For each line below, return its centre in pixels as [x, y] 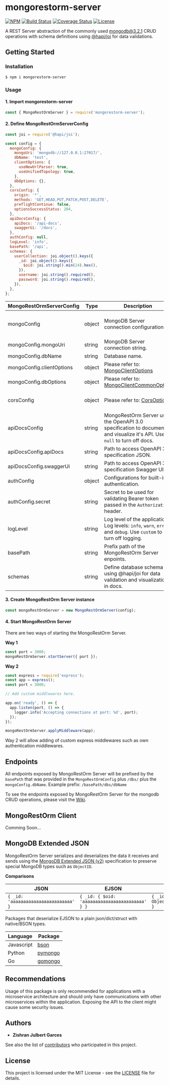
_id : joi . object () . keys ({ [46, 261]
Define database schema [134, 567]
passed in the [120, 505]
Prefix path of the [124, 546]
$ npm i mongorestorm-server [36, 77]
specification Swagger [131, 469]
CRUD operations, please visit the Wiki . [46, 800]
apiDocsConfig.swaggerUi [39, 466]
